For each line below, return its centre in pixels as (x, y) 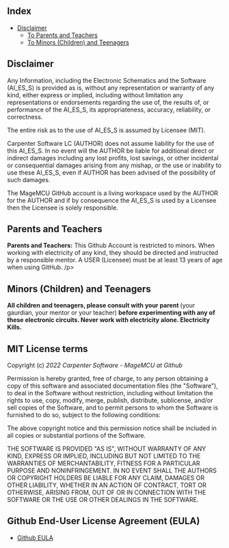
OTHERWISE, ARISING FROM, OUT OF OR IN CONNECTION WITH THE (107, 493)
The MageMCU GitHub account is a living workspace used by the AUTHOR (113, 193)
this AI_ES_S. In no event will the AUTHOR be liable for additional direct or (111, 151)
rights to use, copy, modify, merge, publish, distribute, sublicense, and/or (110, 401)
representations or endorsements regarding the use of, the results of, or (108, 102)
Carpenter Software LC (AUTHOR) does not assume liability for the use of (111, 143)
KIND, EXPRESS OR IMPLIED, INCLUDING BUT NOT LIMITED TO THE (104, 456)
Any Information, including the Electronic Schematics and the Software (107, 80)
